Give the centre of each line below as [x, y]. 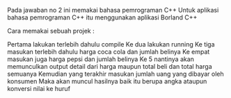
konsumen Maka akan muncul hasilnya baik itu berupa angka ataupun [107, 81]
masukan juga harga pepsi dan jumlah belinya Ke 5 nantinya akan [101, 59]
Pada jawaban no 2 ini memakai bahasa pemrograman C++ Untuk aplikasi [113, 10]
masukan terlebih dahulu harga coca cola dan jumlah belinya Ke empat [109, 52]
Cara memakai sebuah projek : [51, 31]
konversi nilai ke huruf [39, 89]
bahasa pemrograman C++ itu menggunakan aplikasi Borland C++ [102, 17]
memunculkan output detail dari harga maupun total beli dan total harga [110, 66]
